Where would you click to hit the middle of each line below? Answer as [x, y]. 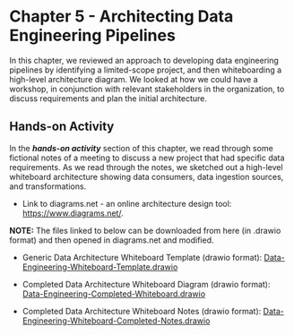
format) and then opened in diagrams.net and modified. [112, 240]
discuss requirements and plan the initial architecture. [108, 98]
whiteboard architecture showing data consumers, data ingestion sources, [147, 176]
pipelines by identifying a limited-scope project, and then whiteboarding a [146, 70]
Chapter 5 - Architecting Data [121, 17]
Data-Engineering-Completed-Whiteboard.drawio [114, 294]
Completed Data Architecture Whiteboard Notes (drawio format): [142, 311]
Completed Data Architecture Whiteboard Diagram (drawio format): [146, 284]
